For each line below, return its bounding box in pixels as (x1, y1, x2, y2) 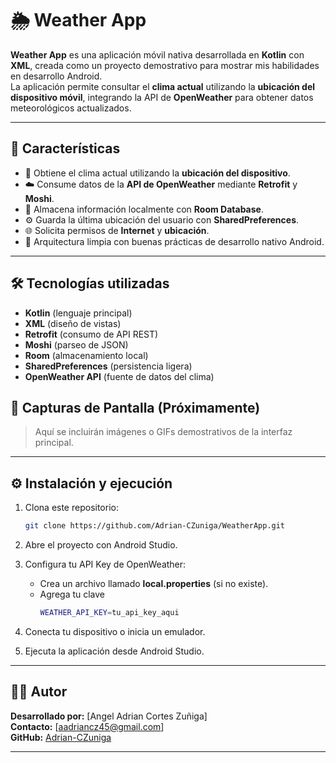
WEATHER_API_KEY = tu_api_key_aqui (39, 608, 180, 618)
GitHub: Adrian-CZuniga (10, 731, 112, 743)
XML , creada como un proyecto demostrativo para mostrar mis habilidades (10, 59, 320, 71)
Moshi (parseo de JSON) (24, 338, 129, 351)
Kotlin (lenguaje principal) (24, 307, 133, 319)
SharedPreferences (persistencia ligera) (24, 360, 193, 372)
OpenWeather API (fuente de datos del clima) (24, 370, 215, 382)
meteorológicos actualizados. (10, 102, 132, 114)
